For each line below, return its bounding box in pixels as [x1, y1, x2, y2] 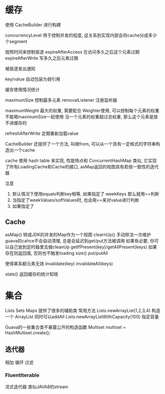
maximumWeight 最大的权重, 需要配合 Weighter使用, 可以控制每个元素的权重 [5, 107, 160, 114]
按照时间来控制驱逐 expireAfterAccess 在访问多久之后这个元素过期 [5, 49, 140, 55]
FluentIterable [5, 372, 40, 379]
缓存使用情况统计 [5, 86, 40, 92]
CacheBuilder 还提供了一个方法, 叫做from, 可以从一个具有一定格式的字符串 [5, 141, 156, 147]
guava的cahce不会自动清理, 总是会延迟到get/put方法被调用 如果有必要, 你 [5, 237, 155, 243]
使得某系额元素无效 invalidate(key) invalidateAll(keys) [5, 260, 113, 267]
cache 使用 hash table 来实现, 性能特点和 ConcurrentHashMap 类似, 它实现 [5, 158, 157, 163]
